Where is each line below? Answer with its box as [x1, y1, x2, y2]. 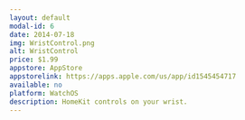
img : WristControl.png [9, 38, 95, 48]
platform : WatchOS [9, 88, 79, 97]
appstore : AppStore [9, 64, 83, 73]
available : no [9, 80, 63, 89]
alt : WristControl [9, 47, 79, 56]
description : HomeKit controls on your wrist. [9, 97, 188, 106]
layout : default [9, 13, 71, 23]
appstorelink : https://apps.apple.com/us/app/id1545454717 [9, 72, 237, 81]
